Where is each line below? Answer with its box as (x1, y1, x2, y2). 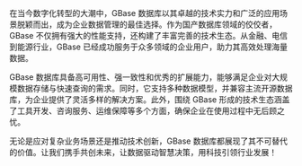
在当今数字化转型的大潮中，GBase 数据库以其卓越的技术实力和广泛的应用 (9, 8, 280, 18)
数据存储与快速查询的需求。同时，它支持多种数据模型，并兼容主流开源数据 (16, 83, 293, 93)
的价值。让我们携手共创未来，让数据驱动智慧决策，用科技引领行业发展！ (9, 147, 277, 157)
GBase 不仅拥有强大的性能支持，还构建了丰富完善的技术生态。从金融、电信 (9, 31, 288, 40)
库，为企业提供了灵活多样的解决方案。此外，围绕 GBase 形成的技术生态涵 (9, 94, 282, 105)
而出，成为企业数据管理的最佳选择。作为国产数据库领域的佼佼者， (32, 19, 277, 30)
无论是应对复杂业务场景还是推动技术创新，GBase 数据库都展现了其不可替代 (9, 135, 288, 146)
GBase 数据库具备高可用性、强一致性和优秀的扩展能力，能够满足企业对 (9, 72, 272, 83)
